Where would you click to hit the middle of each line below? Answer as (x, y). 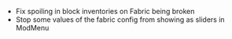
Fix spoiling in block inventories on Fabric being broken (105, 11)
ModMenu (32, 28)
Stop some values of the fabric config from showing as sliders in (120, 19)
